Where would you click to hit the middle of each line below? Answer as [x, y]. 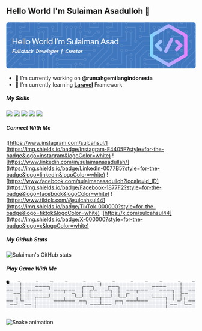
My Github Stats [27, 240]
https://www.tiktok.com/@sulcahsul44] [57, 200]
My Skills [18, 98]
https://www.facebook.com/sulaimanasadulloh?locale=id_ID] [84, 181]
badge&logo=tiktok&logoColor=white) [53, 213]
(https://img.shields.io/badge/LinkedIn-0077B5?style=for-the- [83, 168]
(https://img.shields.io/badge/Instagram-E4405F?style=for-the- [85, 149]
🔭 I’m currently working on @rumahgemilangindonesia [84, 78]
